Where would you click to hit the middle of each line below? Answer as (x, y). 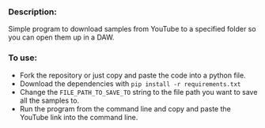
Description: (32, 12)
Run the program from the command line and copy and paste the (125, 108)
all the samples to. (49, 100)
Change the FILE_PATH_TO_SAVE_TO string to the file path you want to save (138, 92)
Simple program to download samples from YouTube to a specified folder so (132, 29)
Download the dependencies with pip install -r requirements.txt (130, 83)
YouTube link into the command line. (79, 117)
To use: (23, 58)
